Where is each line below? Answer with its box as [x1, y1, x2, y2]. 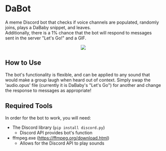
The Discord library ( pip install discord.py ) [12, 124, 105, 130]
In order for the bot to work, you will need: [5, 114, 91, 121]
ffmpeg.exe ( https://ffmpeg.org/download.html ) [12, 135, 110, 141]
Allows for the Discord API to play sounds [19, 140, 105, 146]
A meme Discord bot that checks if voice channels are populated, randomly [5, 19, 160, 25]
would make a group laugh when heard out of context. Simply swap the [5, 77, 151, 83]
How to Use [5, 59, 42, 67]
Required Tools [5, 102, 53, 110]
